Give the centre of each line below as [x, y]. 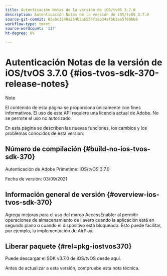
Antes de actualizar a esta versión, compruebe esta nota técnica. [72, 268]
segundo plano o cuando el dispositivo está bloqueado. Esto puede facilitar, [83, 225]
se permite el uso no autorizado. [39, 118]
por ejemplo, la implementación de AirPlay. [49, 231]
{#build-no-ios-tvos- [116, 149]
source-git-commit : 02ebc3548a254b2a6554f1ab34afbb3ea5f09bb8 [71, 19]
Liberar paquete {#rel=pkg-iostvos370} [68, 246]
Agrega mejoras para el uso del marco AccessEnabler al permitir [72, 215]
